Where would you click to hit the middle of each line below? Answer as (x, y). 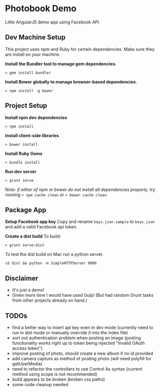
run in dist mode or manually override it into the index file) (70, 333)
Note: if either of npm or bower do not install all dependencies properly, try (80, 189)
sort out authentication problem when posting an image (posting (76, 338)
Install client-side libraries (32, 135)
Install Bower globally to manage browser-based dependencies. (71, 82)
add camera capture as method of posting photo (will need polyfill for (82, 359)
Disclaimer (22, 278)
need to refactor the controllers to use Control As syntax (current (77, 369)
